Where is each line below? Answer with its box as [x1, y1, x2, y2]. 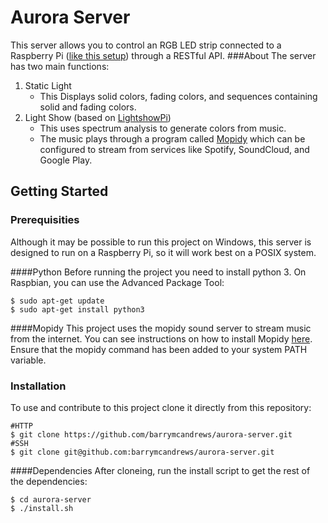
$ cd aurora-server [10, 494, 92, 505]
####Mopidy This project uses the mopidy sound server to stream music [10, 322, 312, 334]
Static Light [24, 79, 72, 91]
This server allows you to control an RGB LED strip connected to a [10, 39, 282, 51]
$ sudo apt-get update [10, 296, 105, 306]
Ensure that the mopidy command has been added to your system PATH [10, 343, 308, 355]
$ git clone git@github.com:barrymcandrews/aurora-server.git [10, 447, 275, 457]
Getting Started [10, 183, 109, 200]
